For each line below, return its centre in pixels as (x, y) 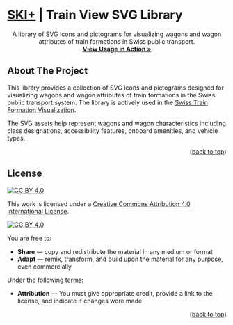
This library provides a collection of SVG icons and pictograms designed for (116, 88)
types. (16, 138)
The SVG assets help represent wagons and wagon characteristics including (116, 123)
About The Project (48, 71)
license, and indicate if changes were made (80, 301)
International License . (38, 211)
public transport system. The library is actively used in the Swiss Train (108, 102)
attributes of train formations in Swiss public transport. (117, 41)
